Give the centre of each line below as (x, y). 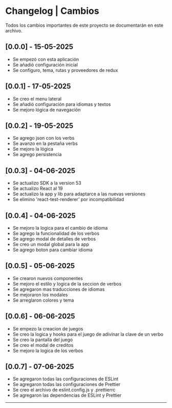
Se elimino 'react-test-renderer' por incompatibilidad (68, 199)
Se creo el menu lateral (37, 99)
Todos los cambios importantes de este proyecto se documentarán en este (84, 25)
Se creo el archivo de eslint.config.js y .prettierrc (64, 390)
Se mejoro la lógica (33, 149)
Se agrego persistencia (37, 155)
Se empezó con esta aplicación (46, 59)
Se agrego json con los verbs (44, 138)
